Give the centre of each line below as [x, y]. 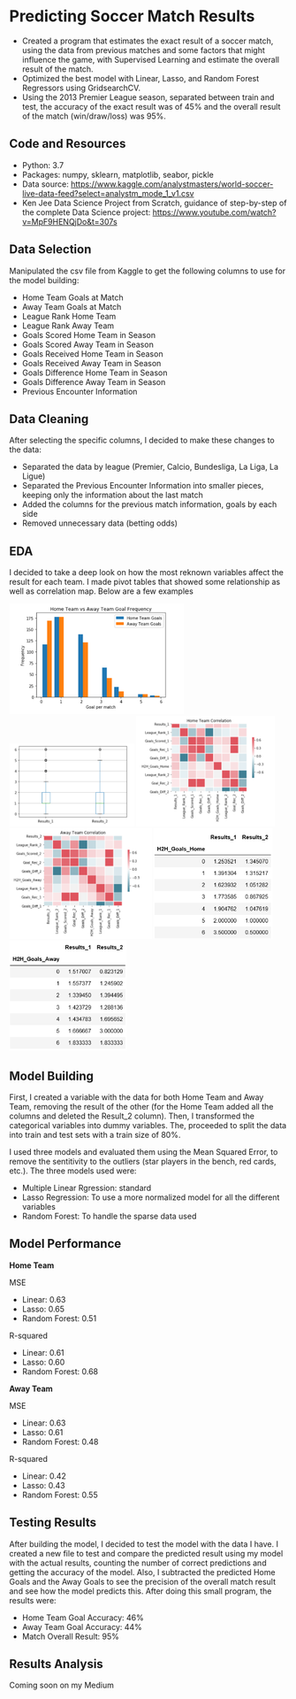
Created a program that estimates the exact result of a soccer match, [148, 41]
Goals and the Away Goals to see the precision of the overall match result [143, 1581]
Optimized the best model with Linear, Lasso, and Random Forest [140, 78]
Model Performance [65, 1244]
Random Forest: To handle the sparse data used [109, 1216]
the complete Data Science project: [86, 212]
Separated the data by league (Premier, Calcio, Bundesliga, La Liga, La [150, 467]
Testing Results [53, 1522]
